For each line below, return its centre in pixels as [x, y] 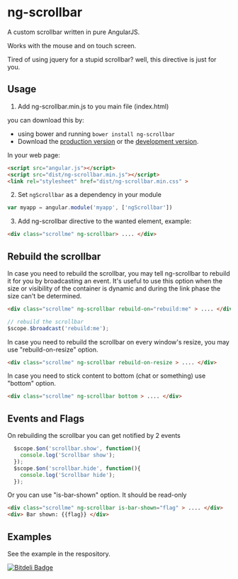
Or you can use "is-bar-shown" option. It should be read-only [97, 495]
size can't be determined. [45, 296]
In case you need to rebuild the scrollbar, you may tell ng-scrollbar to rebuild [119, 273]
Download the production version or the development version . [108, 141]
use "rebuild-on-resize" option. [53, 349]
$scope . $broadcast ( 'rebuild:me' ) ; [58, 328]
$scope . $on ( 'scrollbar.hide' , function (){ [77, 468]
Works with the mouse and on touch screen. [72, 45]
